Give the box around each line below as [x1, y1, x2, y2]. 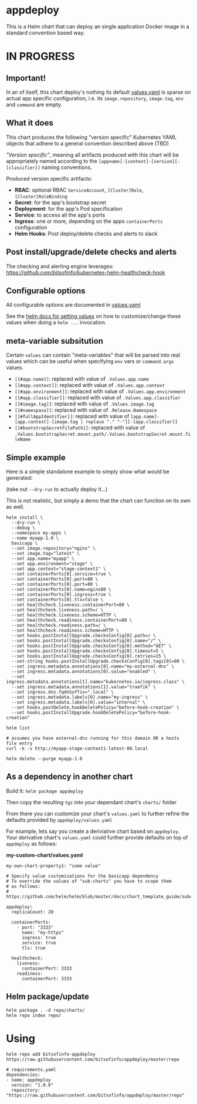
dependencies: [6, 1072, 41, 1078]
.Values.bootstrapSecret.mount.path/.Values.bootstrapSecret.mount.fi [14, 432, 191, 438]
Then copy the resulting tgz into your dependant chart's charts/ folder [6, 798, 177, 805]
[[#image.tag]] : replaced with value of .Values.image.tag [14, 400, 154, 408]
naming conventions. [42, 164, 93, 171]
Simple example [6, 452, 66, 462]
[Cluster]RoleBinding [14, 194, 67, 199]
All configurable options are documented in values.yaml [6, 302, 141, 309]
